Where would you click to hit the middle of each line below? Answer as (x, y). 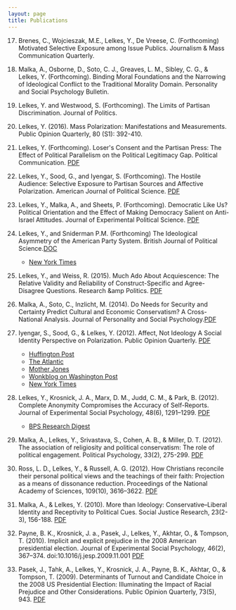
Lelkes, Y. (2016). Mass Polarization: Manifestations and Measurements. (122, 126)
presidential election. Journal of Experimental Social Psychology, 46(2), (122, 548)
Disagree (31, 290)
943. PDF (32, 599)
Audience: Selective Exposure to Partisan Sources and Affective (111, 183)
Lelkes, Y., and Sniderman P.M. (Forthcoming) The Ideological (108, 233)
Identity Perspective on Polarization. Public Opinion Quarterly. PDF (114, 340)
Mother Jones (49, 369)
